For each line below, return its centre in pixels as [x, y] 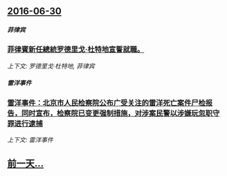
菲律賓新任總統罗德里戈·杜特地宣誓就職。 [76, 50]
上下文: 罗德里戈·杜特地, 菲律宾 [51, 66]
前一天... [26, 164]
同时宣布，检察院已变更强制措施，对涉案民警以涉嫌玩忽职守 [120, 113]
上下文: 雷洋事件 [30, 140]
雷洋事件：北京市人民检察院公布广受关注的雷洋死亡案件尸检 [107, 103]
